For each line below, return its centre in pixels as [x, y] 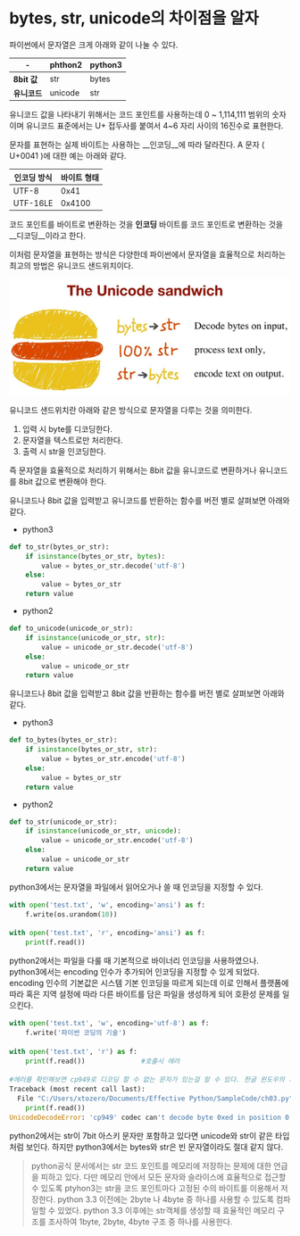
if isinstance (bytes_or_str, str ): [92, 750]
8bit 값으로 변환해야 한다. [62, 481]
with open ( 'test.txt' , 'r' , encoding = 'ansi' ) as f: [107, 933]
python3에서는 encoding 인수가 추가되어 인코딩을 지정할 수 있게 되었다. [134, 972]
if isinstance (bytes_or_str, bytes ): [96, 556]
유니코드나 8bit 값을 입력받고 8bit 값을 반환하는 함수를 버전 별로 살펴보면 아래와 [147, 693]
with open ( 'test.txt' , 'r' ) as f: [74, 1051]
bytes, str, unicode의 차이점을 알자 [134, 18]
